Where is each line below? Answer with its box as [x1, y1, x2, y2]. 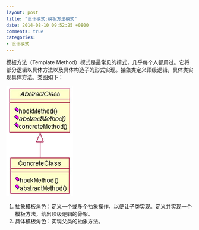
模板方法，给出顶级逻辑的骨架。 [14, 210, 93, 217]
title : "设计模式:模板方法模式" [6, 15, 77, 22]
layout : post [6, 10, 39, 15]
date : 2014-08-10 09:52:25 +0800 [6, 22, 89, 28]
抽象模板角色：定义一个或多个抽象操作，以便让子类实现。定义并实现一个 [14, 203, 192, 210]
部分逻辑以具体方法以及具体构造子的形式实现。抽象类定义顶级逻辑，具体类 [6, 66, 188, 73]
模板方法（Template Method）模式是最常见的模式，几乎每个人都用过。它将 [6, 59, 190, 65]
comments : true [6, 29, 44, 34]
